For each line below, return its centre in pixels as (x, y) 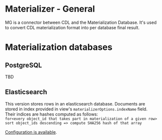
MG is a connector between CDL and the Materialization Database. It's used (81, 22)
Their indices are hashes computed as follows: (52, 114)
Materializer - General (50, 9)
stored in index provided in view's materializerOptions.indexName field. (76, 109)
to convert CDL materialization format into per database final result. (72, 27)
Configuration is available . (31, 132)
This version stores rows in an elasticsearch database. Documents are (75, 104)
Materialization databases (59, 47)
